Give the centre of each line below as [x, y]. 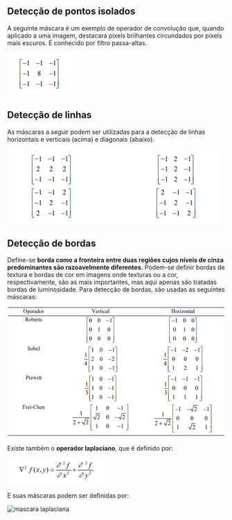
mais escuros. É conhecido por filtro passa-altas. [77, 43]
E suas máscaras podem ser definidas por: [68, 495]
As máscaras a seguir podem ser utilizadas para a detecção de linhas [106, 132]
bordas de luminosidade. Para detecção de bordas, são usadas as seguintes [116, 290]
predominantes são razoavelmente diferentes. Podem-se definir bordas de [116, 267]
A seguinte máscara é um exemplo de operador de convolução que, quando [116, 28]
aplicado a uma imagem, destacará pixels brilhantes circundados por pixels [115, 35]
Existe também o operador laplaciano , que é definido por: [90, 448]
